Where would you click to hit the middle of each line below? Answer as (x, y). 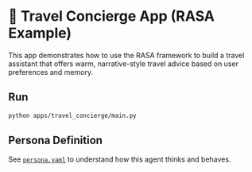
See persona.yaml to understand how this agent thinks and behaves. (120, 159)
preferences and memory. (51, 72)
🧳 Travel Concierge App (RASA (111, 16)
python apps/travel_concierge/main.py (72, 115)
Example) (40, 33)
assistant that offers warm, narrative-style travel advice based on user (123, 64)
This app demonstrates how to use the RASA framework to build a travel (126, 55)
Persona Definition (56, 141)
